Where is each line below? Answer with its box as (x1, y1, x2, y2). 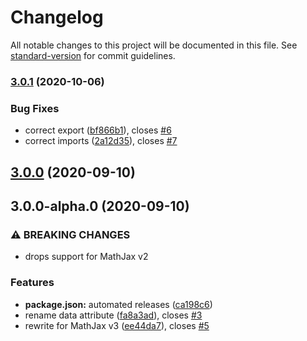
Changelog (10, 6, 104, 29)
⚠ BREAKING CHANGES (10, 227, 131, 241)
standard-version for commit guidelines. (10, 49, 176, 61)
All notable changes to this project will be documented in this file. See (10, 39, 298, 51)
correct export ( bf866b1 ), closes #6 (24, 124, 172, 136)
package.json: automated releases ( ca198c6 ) (24, 298, 213, 310)
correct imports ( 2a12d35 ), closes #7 (24, 135, 178, 147)
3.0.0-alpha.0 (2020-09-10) (10, 197, 190, 215)
